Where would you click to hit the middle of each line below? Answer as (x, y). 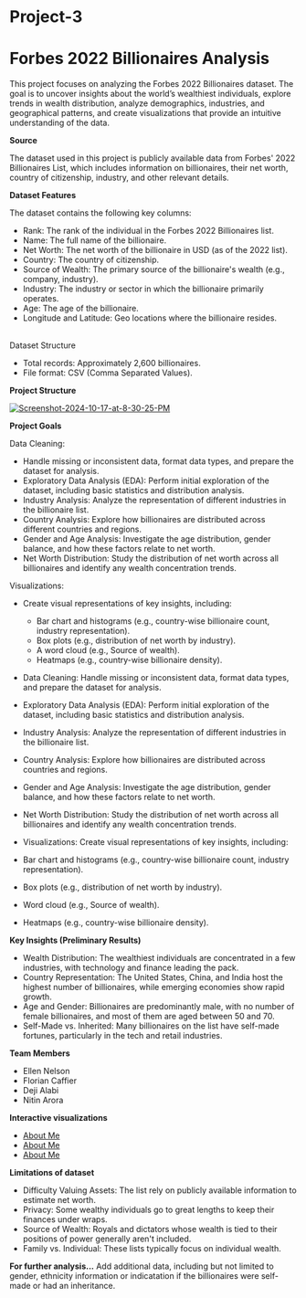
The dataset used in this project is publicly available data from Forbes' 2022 (153, 158)
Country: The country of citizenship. (91, 260)
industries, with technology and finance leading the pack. (131, 968)
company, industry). (60, 280)
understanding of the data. (59, 123)
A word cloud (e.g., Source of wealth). (108, 650)
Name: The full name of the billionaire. (95, 240)
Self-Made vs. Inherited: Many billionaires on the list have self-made (151, 1026)
